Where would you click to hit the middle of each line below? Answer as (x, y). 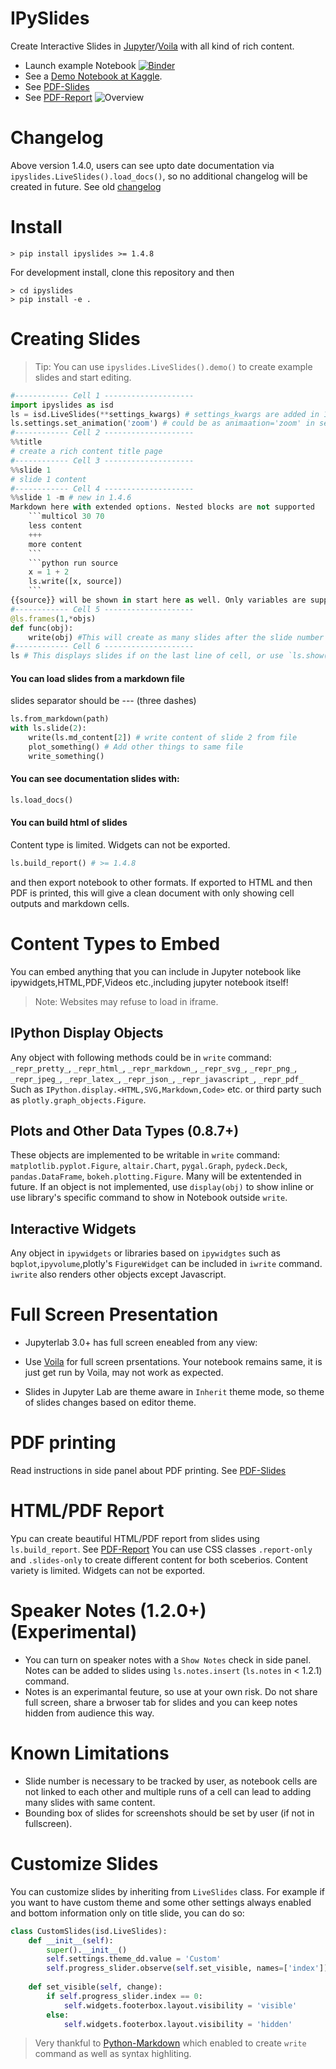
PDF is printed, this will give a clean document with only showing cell (152, 893)
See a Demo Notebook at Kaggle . (93, 76)
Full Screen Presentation (114, 1314)
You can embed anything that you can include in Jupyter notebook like (156, 971)
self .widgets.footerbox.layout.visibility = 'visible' (180, 2005)
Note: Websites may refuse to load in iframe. (126, 1001)
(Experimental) (74, 1632)
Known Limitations (90, 1753)
